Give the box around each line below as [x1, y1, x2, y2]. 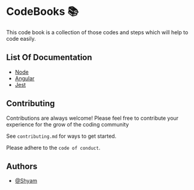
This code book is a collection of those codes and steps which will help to [6, 28, 189, 36]
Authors [6, 161, 38, 171]
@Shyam [14, 177, 38, 185]
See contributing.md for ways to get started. [6, 132, 117, 140]
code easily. [6, 35, 36, 42]
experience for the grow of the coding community [6, 120, 129, 128]
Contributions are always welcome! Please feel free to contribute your [6, 114, 178, 122]
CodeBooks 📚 [6, 5, 79, 19]
